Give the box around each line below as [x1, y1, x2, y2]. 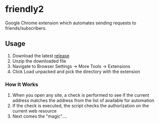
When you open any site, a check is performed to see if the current [12, 92, 150, 98]
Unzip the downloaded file [12, 58, 66, 64]
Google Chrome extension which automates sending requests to [5, 20, 136, 26]
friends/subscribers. [5, 25, 47, 31]
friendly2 [5, 3, 44, 15]
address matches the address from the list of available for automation [12, 98, 155, 104]
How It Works [5, 81, 39, 88]
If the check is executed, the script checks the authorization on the [12, 103, 149, 109]
